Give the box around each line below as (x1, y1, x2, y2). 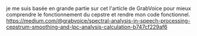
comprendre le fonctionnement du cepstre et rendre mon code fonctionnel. (6, 11, 190, 18)
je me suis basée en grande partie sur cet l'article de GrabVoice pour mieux (6, 5, 192, 12)
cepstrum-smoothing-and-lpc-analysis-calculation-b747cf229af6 (6, 23, 168, 30)
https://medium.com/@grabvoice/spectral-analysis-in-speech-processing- (6, 17, 190, 24)
